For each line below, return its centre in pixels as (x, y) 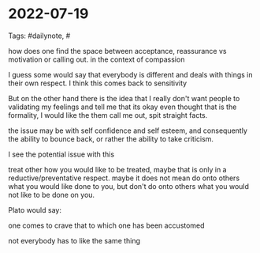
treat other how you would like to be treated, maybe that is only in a (117, 169)
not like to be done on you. (52, 194)
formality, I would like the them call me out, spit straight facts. (108, 115)
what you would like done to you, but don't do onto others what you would (129, 186)
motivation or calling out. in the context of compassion (97, 59)
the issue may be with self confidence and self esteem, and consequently (128, 130)
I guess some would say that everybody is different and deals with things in (131, 74)
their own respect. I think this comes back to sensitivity (98, 83)
